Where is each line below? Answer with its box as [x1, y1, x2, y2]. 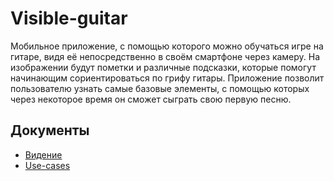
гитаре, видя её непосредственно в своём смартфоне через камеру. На [10, 50, 321, 62]
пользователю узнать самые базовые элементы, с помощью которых [10, 82, 310, 94]
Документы [10, 122, 90, 139]
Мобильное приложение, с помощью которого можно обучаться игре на [10, 40, 324, 52]
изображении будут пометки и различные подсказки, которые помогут [10, 61, 317, 73]
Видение [24, 148, 63, 161]
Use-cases [24, 159, 71, 171]
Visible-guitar [10, 7, 128, 30]
